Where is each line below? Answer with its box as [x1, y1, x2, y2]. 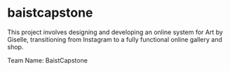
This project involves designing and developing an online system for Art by [7, 28, 223, 36]
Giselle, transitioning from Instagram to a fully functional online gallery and [7, 35, 223, 43]
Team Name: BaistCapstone [7, 56, 88, 64]
